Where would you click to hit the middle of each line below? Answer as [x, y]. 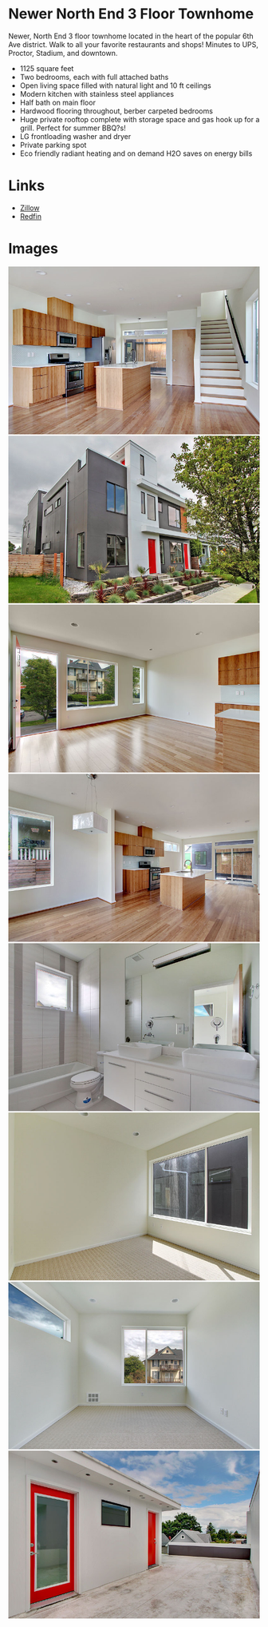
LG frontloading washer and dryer [75, 136]
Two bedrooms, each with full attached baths [94, 77]
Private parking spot [53, 145]
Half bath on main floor [57, 102]
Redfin [31, 216]
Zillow [30, 208]
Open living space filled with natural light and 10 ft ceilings [115, 86]
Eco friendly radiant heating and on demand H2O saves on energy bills [136, 153]
